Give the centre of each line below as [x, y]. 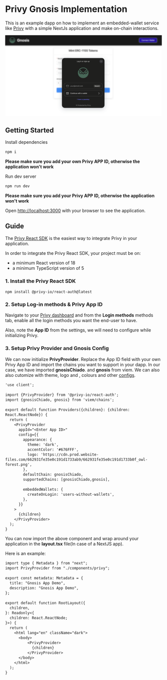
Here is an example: [26, 553]
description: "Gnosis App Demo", [44, 588]
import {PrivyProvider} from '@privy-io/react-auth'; [62, 395]
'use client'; [20, 385]
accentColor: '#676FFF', [53, 450]
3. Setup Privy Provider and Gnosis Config [57, 348]
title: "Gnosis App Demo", [38, 583]
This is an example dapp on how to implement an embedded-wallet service [82, 23]
